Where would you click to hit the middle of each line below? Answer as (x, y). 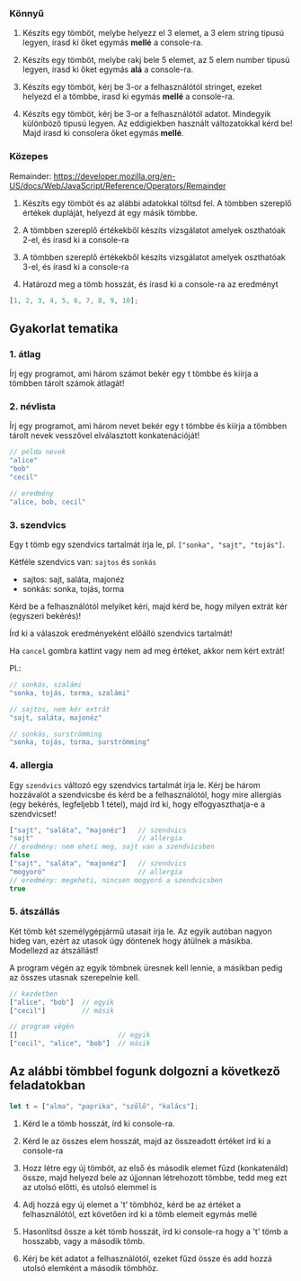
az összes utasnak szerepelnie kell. (75, 977)
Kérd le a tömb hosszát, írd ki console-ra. (98, 1124)
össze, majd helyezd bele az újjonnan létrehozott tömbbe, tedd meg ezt (155, 1178)
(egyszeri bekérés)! (45, 616)
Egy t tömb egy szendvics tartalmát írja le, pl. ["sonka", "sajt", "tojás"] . (147, 544)
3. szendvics (38, 524)
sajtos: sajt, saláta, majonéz (73, 579)
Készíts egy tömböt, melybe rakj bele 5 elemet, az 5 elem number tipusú (156, 60)
